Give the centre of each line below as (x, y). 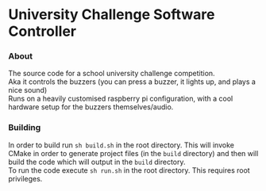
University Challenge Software (112, 15)
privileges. (25, 178)
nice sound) (28, 90)
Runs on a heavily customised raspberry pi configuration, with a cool (121, 99)
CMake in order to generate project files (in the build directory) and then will (133, 153)
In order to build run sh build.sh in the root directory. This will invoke (121, 145)
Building (25, 128)
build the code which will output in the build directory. (97, 162)
